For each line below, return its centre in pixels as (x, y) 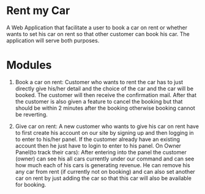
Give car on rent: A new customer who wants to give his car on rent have (107, 126)
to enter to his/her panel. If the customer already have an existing (98, 139)
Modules (29, 65)
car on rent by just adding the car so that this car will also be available (103, 178)
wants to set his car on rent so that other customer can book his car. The (98, 34)
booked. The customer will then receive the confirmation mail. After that (106, 95)
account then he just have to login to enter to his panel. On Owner (98, 145)
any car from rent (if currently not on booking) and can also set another (105, 171)
